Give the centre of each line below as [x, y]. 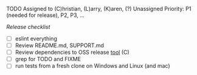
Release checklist [28, 27]
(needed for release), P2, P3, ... [46, 15]
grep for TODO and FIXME [48, 59]
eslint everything [36, 38]
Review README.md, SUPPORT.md [60, 45]
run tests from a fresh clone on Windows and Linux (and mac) [92, 66]
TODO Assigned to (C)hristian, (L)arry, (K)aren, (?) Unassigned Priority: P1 [99, 9]
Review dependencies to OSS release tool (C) [72, 52]
